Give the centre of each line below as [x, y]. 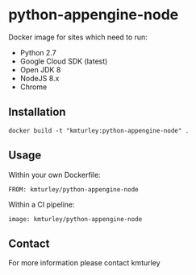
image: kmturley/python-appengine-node [75, 219]
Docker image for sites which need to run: [78, 37]
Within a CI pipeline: [42, 204]
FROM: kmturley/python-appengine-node [73, 189]
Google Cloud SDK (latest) [64, 61]
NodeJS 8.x [40, 78]
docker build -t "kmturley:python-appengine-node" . [99, 130]
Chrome [33, 87]
